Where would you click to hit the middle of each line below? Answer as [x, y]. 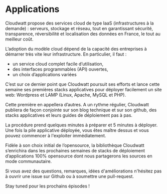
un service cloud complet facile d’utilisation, [58, 64]
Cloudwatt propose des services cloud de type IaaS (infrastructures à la [79, 23]
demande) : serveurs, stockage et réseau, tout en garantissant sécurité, [79, 28]
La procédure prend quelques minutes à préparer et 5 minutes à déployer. [81, 125]
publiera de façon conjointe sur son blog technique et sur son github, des [81, 110]
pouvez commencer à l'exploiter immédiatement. [56, 135]
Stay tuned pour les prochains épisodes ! [48, 186]
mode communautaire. [29, 161]
